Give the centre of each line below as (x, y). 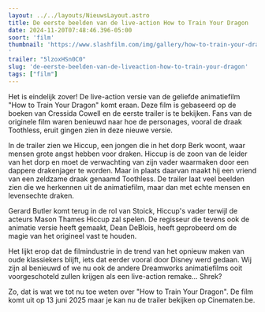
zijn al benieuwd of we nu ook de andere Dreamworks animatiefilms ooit (125, 268)
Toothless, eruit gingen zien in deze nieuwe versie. (91, 130)
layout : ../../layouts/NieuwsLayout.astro (79, 15)
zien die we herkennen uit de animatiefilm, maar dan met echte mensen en (129, 187)
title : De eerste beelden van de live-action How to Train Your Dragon (128, 23)
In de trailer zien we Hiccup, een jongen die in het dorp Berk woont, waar (127, 145)
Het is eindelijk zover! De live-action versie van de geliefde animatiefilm (124, 96)
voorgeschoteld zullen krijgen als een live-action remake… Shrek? (115, 276)
